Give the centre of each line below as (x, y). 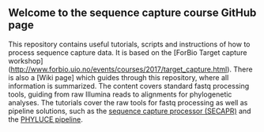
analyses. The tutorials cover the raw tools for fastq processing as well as (128, 102)
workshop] (26, 60)
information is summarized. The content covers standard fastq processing (129, 86)
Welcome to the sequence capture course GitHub (132, 13)
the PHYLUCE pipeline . (45, 119)
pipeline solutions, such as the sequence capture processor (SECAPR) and (130, 111)
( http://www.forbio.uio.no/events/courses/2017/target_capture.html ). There (130, 69)
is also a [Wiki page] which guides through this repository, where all (119, 77)
